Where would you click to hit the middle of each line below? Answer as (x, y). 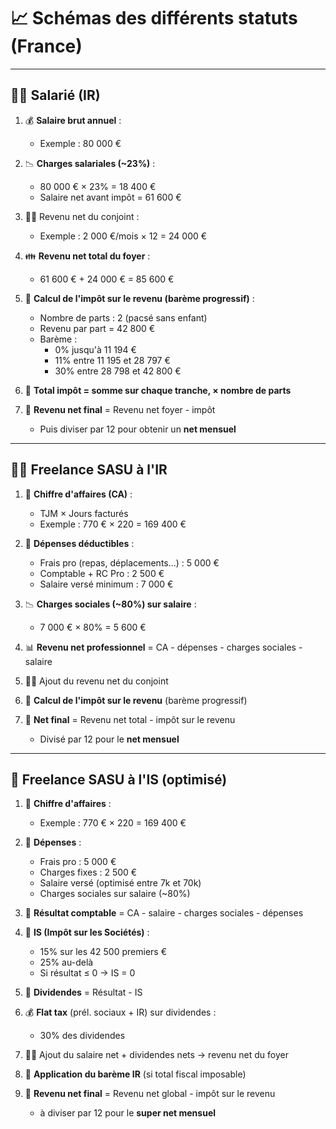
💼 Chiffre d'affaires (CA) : (78, 494)
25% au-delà (66, 962)
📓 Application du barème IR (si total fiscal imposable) (135, 1074)
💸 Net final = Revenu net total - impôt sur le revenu (130, 719)
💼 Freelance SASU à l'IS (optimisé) (119, 779)
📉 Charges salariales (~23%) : (90, 163)
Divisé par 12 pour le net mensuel (109, 739)
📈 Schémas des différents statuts (154, 18)
